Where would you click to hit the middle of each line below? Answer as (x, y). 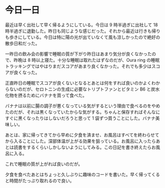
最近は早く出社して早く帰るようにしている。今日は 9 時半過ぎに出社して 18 (82, 25)
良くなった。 (27, 72)
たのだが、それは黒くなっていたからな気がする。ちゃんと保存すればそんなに (83, 112)
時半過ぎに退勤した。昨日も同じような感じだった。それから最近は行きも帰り (83, 31)
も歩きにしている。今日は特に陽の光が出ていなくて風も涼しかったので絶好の (83, 37)
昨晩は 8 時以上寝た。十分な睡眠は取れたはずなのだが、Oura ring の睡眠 (87, 60)
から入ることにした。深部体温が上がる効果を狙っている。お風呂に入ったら (81, 141)
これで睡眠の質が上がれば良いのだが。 (44, 164)
